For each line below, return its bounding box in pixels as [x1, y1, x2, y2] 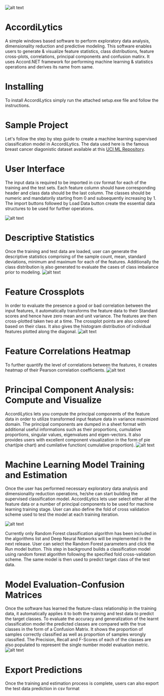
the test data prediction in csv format [5, 686, 80, 692]
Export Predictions [5, 664, 83, 675]
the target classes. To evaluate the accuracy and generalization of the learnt [5, 616, 159, 622]
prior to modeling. [5, 269, 41, 275]
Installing [5, 81, 44, 93]
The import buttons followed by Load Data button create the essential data [5, 200, 155, 206]
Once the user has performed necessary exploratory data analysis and [5, 486, 148, 491]
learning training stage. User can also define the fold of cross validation [5, 507, 149, 512]
